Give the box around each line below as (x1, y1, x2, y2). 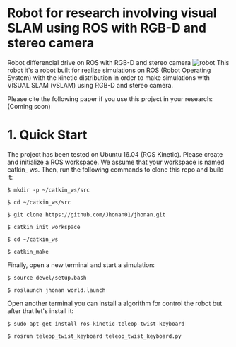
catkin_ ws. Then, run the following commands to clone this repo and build (7, 165, 224, 174)
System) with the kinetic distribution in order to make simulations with (7, 73, 210, 82)
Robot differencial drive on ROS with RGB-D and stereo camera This (7, 58, 230, 66)
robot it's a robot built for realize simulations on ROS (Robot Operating (7, 66, 211, 74)
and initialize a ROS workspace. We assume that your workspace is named (7, 158, 225, 166)
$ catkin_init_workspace (7, 223, 81, 230)
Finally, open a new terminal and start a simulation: (7, 260, 155, 269)
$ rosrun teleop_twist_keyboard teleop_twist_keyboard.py (7, 332, 182, 340)
